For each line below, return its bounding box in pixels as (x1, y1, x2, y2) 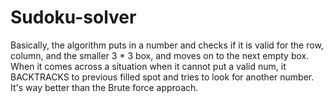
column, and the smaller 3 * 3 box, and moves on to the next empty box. (10, 49, 310, 61)
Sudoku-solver (10, 6, 137, 29)
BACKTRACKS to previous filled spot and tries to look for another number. (10, 71, 315, 83)
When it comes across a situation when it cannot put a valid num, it (10, 60, 287, 72)
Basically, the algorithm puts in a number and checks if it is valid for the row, (10, 39, 324, 51)
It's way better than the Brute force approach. (10, 81, 199, 93)
